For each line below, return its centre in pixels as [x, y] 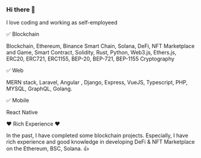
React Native [22, 113]
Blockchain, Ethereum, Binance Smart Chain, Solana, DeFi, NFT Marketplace [100, 46]
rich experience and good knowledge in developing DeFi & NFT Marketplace [100, 142]
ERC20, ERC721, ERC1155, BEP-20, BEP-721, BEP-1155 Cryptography [91, 59]
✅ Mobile [18, 101]
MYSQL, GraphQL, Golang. [39, 89]
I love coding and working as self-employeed [62, 23]
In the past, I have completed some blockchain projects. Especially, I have [97, 136]
